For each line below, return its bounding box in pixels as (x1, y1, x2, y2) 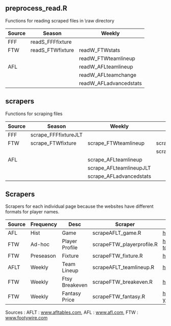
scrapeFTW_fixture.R (92, 252, 143, 259)
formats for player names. (5, 209, 60, 215)
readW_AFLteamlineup (78, 63, 133, 70)
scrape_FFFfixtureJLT (30, 131, 83, 138)
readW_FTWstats (78, 46, 121, 53)
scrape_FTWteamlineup (87, 140, 145, 147)
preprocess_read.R (5, 4, 68, 13)
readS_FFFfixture (30, 38, 72, 45)
